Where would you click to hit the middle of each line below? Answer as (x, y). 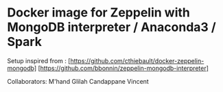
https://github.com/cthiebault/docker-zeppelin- (137, 60)
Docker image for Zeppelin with (98, 13)
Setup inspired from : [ (39, 60)
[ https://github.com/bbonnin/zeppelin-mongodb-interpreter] (123, 68)
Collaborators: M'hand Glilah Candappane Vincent (78, 81)
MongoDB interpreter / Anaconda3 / (111, 27)
